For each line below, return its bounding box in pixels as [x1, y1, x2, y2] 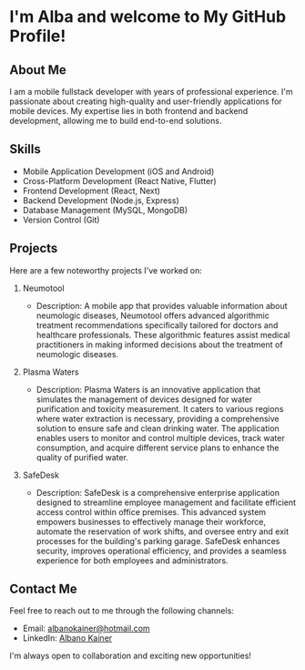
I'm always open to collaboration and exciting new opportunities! [9, 650, 252, 662]
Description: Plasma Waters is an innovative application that [36, 384, 261, 395]
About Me [9, 62, 66, 77]
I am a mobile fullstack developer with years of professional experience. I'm [9, 87, 293, 97]
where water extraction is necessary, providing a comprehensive [36, 413, 280, 424]
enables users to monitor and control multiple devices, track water [36, 432, 285, 443]
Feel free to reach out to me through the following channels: [9, 605, 235, 616]
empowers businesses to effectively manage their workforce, [36, 516, 267, 527]
